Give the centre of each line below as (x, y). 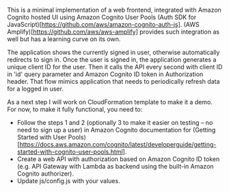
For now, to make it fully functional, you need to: (75, 109)
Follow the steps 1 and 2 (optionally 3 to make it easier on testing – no (115, 122)
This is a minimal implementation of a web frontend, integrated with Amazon (114, 10)
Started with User (42, 137)
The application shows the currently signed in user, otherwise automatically (113, 52)
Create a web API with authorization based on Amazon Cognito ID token (118, 159)
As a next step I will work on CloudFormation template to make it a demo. (110, 102)
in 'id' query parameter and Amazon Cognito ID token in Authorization (105, 74)
